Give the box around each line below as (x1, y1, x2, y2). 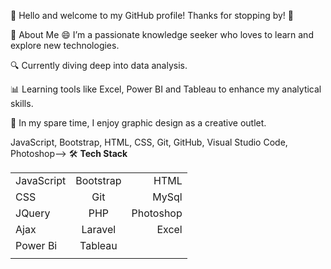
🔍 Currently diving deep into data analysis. (10, 60, 188, 71)
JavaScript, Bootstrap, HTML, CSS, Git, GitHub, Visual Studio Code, (10, 136, 288, 148)
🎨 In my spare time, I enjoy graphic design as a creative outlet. (10, 117, 267, 129)
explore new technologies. (10, 40, 120, 51)
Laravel (81, 223, 117, 236)
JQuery (15, 206, 51, 220)
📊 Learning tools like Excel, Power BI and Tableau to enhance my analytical (10, 83, 322, 95)
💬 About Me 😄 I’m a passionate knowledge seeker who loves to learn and (10, 29, 314, 40)
